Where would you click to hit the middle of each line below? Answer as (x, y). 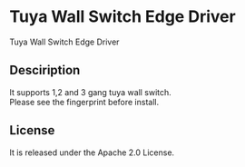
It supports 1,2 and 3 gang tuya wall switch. (91, 92)
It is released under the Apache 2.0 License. (92, 152)
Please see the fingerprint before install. (84, 102)
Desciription (45, 70)
